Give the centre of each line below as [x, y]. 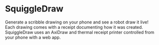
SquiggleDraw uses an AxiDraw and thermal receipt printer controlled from [80, 32]
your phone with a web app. [33, 37]
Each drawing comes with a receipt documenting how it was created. [74, 27]
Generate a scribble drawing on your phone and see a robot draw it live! [77, 22]
